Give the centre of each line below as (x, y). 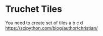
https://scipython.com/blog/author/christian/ (51, 28)
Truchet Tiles (34, 9)
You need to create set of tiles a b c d (44, 23)
